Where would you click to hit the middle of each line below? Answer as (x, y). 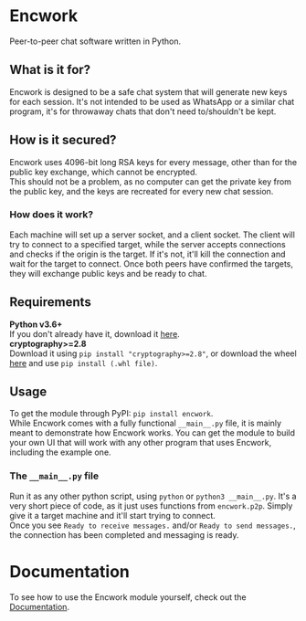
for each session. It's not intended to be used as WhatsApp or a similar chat (152, 101)
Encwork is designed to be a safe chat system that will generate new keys (148, 91)
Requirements (50, 302)
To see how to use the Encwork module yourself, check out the (128, 597)
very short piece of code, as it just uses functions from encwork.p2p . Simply (151, 505)
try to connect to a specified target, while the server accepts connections (148, 244)
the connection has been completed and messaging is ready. (124, 534)
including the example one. (60, 452)
